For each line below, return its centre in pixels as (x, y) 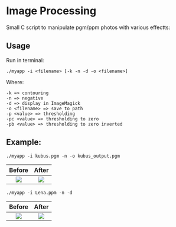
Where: (15, 82)
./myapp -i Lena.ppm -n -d (39, 193)
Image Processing (51, 11)
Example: (24, 143)
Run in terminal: (25, 60)
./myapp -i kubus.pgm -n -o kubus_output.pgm (63, 156)
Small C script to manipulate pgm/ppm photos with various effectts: (88, 27)
